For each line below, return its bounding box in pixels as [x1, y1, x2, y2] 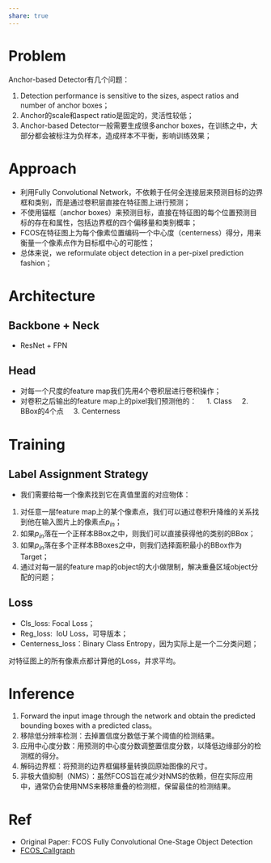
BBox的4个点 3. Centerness [19, 406, 121, 417]
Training [8, 435, 66, 454]
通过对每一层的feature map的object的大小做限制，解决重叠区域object [19, 561, 252, 571]
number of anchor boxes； [19, 100, 110, 110]
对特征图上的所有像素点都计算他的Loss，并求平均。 [8, 656, 180, 666]
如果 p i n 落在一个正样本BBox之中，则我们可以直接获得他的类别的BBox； [19, 529, 256, 540]
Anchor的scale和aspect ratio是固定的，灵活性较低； [19, 110, 194, 120]
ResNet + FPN [19, 341, 68, 350]
